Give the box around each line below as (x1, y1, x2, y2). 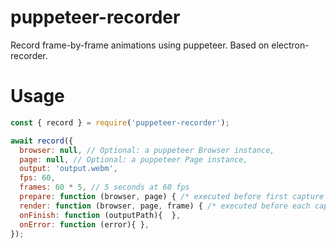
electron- (271, 39, 310, 51)
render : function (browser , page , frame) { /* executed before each (19, 201, 311, 211)
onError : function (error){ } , (19, 219, 150, 230)
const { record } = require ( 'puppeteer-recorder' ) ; (10, 117, 230, 128)
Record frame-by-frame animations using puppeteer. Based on (10, 39, 270, 51)
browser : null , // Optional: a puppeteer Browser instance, (19, 145, 275, 155)
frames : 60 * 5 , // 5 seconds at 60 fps (19, 182, 190, 193)
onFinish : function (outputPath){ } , (19, 210, 182, 220)
